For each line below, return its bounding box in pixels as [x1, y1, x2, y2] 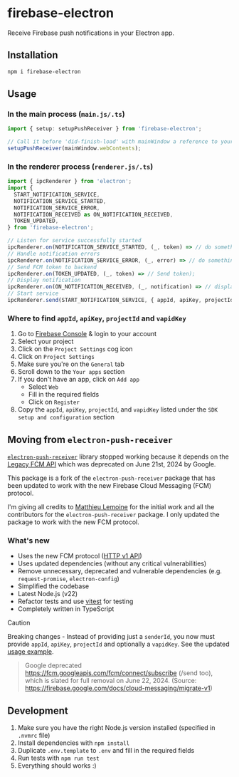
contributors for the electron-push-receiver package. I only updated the [7, 511, 220, 519]
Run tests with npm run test [17, 753, 100, 763]
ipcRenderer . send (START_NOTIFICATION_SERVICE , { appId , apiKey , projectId [7, 297, 234, 304]
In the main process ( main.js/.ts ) [7, 109, 126, 119]
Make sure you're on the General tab [17, 360, 124, 368]
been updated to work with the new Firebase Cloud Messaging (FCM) [7, 481, 212, 490]
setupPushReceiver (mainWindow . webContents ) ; [7, 145, 142, 152]
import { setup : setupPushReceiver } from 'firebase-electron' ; [7, 125, 202, 132]
